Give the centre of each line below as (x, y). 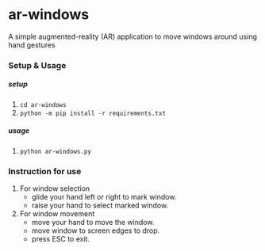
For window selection (55, 188)
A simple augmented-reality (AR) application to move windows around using (133, 36)
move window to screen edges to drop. (96, 230)
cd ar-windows (43, 105)
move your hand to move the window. (93, 222)
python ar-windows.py (55, 151)
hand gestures (32, 44)
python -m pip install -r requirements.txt (93, 113)
